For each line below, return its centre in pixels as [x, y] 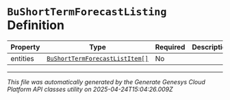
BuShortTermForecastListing [87, 12]
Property [25, 47]
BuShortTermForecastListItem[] [98, 58]
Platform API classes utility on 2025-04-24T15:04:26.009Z [90, 89]
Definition [36, 25]
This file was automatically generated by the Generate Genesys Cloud [106, 82]
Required [170, 47]
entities [22, 58]
